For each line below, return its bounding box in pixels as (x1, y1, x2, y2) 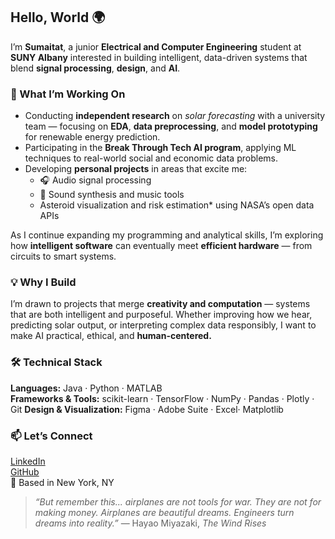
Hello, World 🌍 (10, 9, 106, 26)
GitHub (10, 466, 40, 478)
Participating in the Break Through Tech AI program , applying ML (24, 142, 297, 154)
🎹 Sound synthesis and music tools (39, 189, 185, 201)
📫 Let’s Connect (10, 429, 93, 443)
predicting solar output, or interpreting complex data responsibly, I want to (10, 319, 317, 331)
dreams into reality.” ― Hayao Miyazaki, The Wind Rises (34, 517, 267, 529)
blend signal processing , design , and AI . (10, 62, 181, 74)
